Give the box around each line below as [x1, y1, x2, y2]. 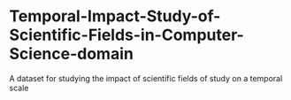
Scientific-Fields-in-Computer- [9, 25, 245, 45]
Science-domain [9, 44, 134, 64]
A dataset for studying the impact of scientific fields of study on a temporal [9, 73, 283, 83]
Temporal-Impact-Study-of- [9, 6, 221, 27]
